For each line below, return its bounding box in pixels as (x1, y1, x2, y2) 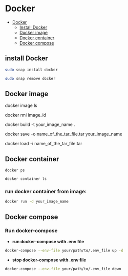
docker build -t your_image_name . (5, 122, 75, 127)
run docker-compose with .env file (12, 238, 84, 244)
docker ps (5, 168, 25, 173)
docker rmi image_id (5, 112, 46, 118)
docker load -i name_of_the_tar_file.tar (5, 141, 82, 147)
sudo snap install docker (5, 67, 58, 72)
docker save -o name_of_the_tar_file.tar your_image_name (5, 131, 123, 137)
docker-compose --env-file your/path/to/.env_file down (5, 266, 121, 271)
